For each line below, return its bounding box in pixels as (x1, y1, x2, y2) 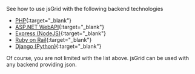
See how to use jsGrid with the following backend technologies (6, 5, 164, 12)
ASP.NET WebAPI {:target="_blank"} (15, 24, 105, 30)
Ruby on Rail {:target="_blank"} (15, 36, 92, 43)
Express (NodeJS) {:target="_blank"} (15, 30, 107, 37)
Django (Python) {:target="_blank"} (15, 42, 102, 50)
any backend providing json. (6, 61, 77, 68)
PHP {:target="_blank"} (15, 17, 71, 24)
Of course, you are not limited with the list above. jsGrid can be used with (6, 55, 190, 61)
